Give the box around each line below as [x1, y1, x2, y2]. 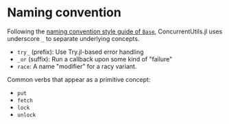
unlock [16, 111, 36, 119]
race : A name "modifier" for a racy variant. [16, 62, 137, 70]
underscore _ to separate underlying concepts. [7, 34, 140, 42]
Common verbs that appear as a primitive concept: [7, 75, 151, 83]
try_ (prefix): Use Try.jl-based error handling [16, 48, 144, 56]
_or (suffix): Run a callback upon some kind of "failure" [16, 55, 173, 63]
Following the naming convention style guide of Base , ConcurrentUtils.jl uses [7, 27, 223, 35]
